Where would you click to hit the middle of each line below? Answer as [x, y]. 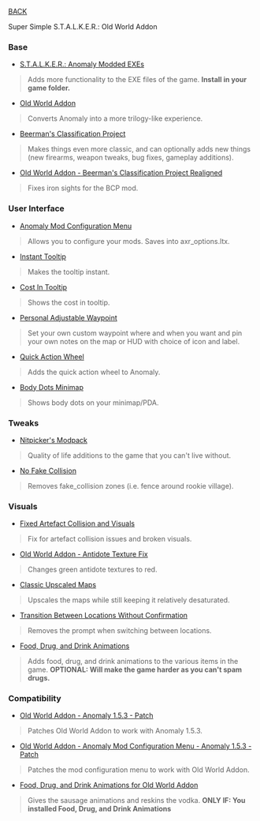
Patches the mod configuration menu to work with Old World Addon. [138, 770]
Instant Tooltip [43, 257]
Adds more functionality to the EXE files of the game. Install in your [137, 80]
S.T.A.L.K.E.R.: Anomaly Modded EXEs [82, 64]
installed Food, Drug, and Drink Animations [99, 809]
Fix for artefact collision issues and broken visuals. [110, 539]
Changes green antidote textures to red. [92, 570]
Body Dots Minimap [52, 387]
